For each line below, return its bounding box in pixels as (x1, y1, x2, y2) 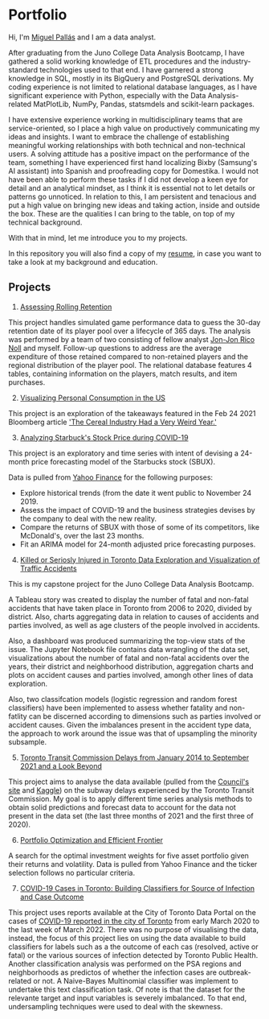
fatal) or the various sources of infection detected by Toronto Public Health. (8, 950, 259, 959)
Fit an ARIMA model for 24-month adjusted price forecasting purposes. (19, 539, 256, 549)
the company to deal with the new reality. (19, 514, 157, 523)
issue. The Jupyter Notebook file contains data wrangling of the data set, (8, 644, 251, 654)
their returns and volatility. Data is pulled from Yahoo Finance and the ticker (8, 859, 258, 868)
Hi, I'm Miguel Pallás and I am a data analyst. (8, 32, 157, 42)
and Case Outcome (19, 892, 84, 901)
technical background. (8, 217, 83, 227)
